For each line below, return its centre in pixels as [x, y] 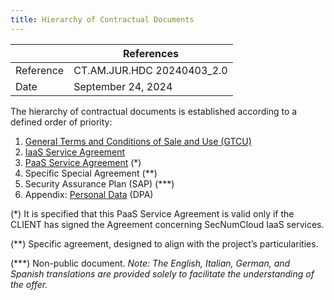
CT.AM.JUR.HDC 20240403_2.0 [150, 70]
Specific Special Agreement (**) [91, 173]
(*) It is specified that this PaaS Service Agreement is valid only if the [152, 213]
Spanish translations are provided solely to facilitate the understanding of [162, 273]
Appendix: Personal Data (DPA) [89, 194]
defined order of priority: [61, 122]
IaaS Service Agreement [75, 152]
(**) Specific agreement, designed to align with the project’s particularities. [164, 243]
